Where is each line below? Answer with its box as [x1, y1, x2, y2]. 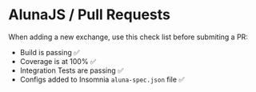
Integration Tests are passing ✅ [19, 66, 124, 75]
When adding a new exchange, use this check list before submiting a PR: [8, 32, 248, 42]
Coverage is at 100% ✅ [19, 56, 97, 66]
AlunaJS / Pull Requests [8, 6, 170, 24]
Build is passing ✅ [19, 47, 80, 57]
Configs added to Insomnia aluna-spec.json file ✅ [19, 74, 186, 84]
